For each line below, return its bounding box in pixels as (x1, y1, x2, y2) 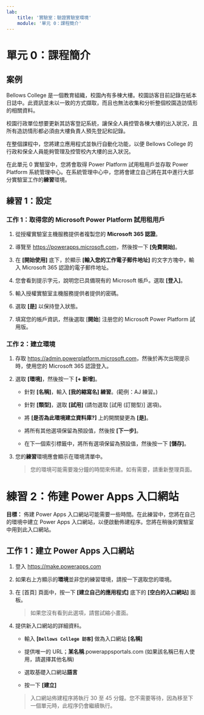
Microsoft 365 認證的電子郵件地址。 (22, 264, 112, 271)
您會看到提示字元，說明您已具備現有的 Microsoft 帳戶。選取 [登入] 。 (15, 277, 186, 284)
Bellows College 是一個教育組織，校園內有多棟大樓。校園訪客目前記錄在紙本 (6, 92, 197, 99)
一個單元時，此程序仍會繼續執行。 (30, 702, 116, 710)
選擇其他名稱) (40, 655, 75, 663)
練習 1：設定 (6, 195, 52, 206)
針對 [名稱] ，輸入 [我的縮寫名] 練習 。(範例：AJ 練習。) (24, 388, 158, 396)
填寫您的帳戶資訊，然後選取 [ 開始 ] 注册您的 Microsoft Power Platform (15, 316, 189, 323)
